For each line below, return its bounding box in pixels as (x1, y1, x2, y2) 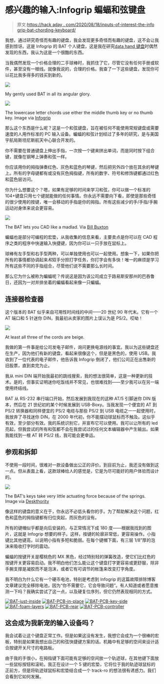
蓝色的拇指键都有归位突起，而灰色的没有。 (13, 514, 99, 520)
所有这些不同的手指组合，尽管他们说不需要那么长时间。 (5, 263, 116, 269)
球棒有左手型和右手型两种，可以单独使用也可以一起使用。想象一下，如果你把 (5, 251, 159, 256)
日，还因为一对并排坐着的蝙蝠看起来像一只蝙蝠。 (5, 279, 103, 285)
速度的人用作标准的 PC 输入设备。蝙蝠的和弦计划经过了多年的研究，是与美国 (5, 131, 159, 137)
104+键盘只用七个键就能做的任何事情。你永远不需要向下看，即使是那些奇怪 (5, 193, 156, 199)
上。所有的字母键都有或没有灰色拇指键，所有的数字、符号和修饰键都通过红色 (5, 170, 159, 176)
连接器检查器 (5, 295, 44, 303)
